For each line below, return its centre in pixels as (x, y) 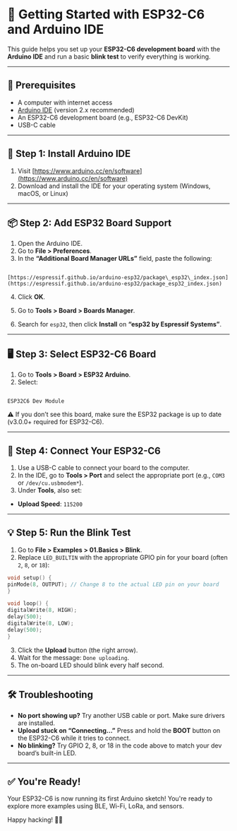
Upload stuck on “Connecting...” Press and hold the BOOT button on (119, 730)
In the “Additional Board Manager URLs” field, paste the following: (115, 259)
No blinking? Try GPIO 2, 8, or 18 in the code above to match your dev (120, 745)
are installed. (36, 723)
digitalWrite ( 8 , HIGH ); (42, 611)
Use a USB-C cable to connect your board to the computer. (104, 468)
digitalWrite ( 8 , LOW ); (41, 624)
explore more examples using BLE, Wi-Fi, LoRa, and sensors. (96, 806)
